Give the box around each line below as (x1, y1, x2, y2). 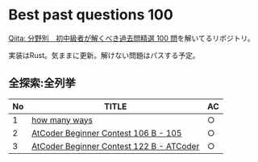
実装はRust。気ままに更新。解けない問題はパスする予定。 (8, 50, 200, 60)
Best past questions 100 (8, 6, 173, 24)
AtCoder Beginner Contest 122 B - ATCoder (31, 140, 200, 152)
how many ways (31, 114, 93, 126)
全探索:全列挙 (8, 77, 77, 90)
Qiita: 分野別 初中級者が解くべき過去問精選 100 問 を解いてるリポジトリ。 (8, 33, 256, 43)
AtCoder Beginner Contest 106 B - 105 (31, 127, 182, 139)
